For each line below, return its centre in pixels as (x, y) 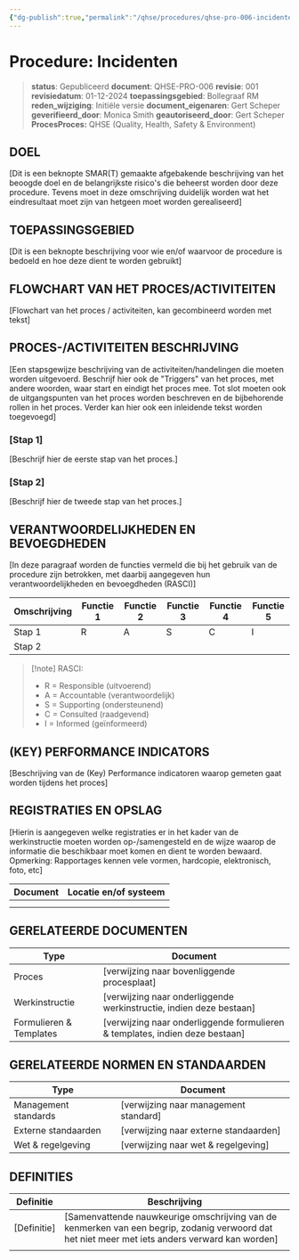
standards (35, 1117)
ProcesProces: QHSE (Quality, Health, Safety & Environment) (143, 124)
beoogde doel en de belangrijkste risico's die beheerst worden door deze (144, 183)
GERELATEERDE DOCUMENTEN (99, 931)
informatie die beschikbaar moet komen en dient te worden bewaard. (136, 851)
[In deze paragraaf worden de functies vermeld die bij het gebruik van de (143, 565)
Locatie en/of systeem (116, 892)
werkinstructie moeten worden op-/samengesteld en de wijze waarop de (142, 841)
